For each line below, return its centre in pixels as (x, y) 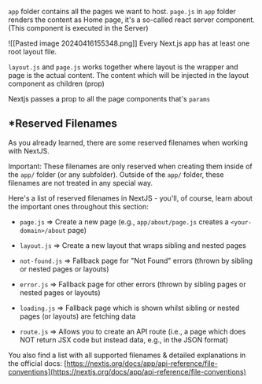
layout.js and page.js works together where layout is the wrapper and (123, 67)
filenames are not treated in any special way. (81, 183)
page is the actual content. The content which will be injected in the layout (129, 75)
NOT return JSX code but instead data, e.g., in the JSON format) (124, 340)
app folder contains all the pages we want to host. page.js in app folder (122, 11)
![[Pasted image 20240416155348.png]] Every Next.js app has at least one (129, 43)
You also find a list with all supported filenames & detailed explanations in (127, 355)
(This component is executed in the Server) (78, 28)
